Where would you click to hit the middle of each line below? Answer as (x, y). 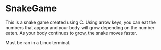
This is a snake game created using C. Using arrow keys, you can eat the (81, 22)
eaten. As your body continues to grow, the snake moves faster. (71, 33)
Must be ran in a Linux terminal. (38, 42)
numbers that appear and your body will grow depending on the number (80, 27)
